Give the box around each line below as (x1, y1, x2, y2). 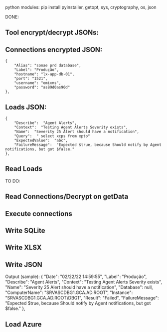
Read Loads (5, 164, 42, 173)
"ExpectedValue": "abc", (14, 138, 68, 143)
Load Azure (5, 320, 42, 328)
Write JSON (5, 260, 42, 269)
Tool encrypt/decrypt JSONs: (5, 28, 99, 37)
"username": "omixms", (14, 80, 61, 85)
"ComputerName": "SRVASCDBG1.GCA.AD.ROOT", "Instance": (5, 289, 133, 295)
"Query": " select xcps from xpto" (14, 133, 91, 139)
